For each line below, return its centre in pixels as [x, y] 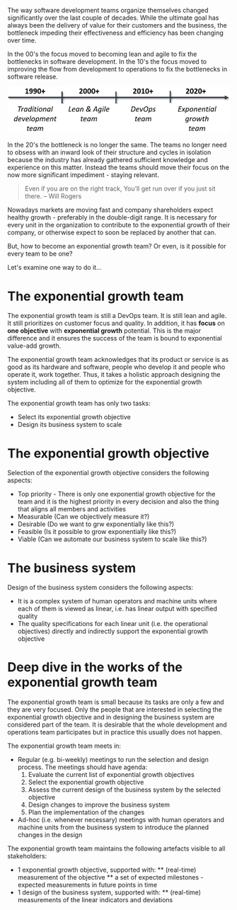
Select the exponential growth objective [86, 783]
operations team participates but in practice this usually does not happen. [115, 732]
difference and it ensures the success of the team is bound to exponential [115, 339]
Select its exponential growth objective [74, 417]
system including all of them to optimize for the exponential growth [105, 382]
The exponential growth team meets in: [64, 746]
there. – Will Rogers [53, 196]
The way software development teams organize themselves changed [108, 10]
